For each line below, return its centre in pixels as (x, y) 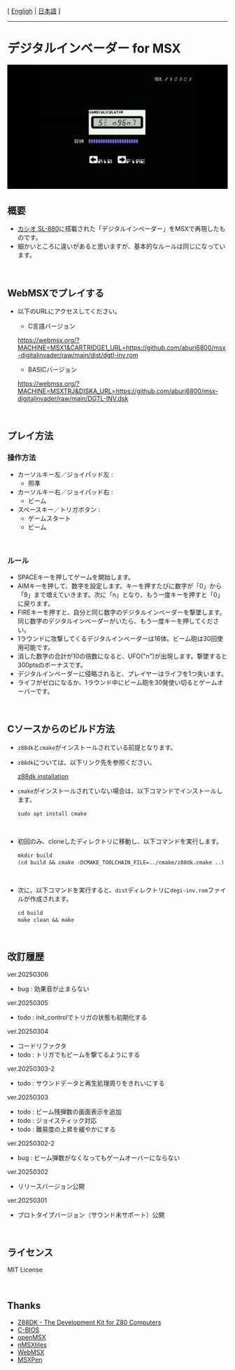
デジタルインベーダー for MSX (94, 49)
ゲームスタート (49, 518)
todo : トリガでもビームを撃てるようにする (79, 1054)
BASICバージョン (52, 370)
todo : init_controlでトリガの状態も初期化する (82, 1017)
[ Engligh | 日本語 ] (34, 11)
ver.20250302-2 (31, 1143)
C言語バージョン (51, 327)
